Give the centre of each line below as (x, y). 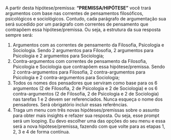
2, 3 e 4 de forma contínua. (41, 132)
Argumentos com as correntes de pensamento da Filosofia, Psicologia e (88, 45)
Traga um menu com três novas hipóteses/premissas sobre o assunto (86, 110)
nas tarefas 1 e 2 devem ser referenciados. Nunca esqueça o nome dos (88, 99)
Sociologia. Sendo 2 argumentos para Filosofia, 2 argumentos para (83, 50)
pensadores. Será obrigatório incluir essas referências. (70, 104)
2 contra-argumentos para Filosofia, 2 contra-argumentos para (79, 72)
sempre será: (19, 35)
